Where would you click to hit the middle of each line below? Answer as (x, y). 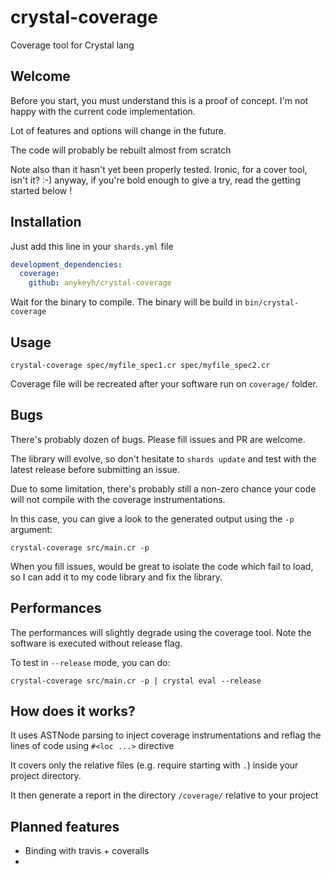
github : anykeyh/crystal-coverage (100, 283)
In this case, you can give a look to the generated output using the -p (152, 518)
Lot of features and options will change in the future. (118, 130)
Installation (46, 222)
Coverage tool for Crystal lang (72, 45)
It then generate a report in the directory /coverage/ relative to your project (164, 795)
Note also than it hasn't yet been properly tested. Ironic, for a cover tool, (159, 169)
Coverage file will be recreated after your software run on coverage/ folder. (164, 384)
